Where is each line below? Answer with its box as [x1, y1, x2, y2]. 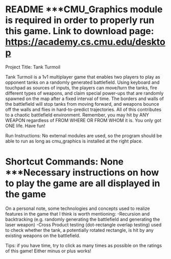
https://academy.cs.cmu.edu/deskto [5, 36, 166, 48]
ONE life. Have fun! [5, 123, 45, 129]
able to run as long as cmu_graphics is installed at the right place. [5, 138, 143, 144]
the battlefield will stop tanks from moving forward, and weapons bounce [5, 101, 159, 107]
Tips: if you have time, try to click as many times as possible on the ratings [5, 242, 162, 248]
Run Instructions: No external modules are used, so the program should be [5, 132, 162, 138]
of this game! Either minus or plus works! [5, 248, 91, 254]
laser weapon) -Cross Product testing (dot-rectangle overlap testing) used [5, 221, 162, 228]
